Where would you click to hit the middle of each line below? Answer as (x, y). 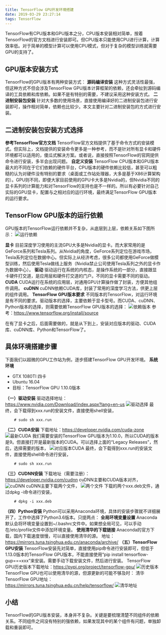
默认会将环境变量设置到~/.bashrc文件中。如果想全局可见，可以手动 (73, 523)
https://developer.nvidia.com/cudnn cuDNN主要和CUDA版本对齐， (73, 479)
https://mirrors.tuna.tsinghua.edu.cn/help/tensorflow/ (60, 585)
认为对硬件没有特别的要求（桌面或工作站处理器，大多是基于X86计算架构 (87, 174)
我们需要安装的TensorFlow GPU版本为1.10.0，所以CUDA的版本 (95, 436)
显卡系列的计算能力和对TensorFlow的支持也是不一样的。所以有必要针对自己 (82, 186)
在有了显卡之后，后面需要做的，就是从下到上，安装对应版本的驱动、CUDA (81, 323)
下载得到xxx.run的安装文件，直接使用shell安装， (67, 410)
